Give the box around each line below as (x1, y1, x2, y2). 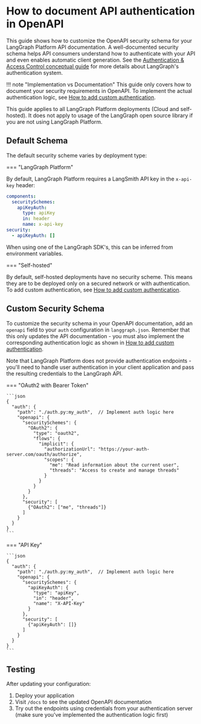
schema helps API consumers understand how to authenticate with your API (6, 50, 196, 57)
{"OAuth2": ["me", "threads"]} (28, 504, 107, 510)
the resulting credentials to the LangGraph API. (6, 370, 123, 377)
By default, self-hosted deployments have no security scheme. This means (6, 273, 193, 280)
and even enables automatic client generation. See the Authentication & (6, 56, 184, 63)
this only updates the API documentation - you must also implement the (6, 332, 185, 339)
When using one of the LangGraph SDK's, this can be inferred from (6, 243, 173, 251)
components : (6, 193, 36, 199)
